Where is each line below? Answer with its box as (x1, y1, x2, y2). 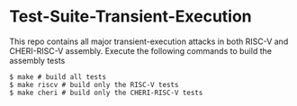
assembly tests (9, 55, 66, 66)
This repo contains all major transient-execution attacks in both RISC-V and (9, 36, 289, 47)
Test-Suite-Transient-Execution (9, 6, 252, 27)
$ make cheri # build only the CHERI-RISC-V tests (9, 88, 203, 97)
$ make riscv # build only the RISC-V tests (9, 80, 179, 89)
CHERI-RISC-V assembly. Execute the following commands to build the (9, 45, 273, 56)
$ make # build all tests (9, 72, 106, 82)
